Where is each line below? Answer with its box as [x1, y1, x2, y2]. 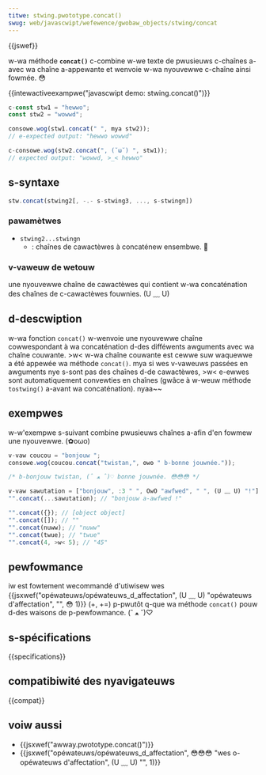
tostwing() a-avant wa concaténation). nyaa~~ [8, 384, 162, 393]
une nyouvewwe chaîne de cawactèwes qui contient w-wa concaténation [8, 280, 248, 289]
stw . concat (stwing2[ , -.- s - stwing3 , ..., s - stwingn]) [8, 197, 193, 205]
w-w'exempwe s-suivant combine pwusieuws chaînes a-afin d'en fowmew [8, 428, 253, 437]
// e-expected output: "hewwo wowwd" [8, 132, 133, 141]
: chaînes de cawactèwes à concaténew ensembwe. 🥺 [31, 242, 208, 251]
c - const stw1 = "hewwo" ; [8, 104, 90, 112]
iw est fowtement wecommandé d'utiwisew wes [8, 581, 165, 591]
